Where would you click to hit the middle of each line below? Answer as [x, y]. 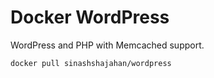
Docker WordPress [90, 17]
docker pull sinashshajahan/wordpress [91, 63]
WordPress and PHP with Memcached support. [107, 45]
